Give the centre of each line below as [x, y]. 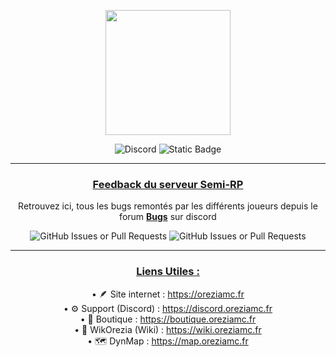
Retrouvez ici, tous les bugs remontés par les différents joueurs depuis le [168, 206]
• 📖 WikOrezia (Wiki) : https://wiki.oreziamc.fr [168, 329]
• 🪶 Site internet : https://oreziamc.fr [168, 294]
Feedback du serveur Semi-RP [168, 184]
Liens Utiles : [168, 272]
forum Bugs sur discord [168, 217]
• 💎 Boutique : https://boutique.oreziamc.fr [168, 319]
